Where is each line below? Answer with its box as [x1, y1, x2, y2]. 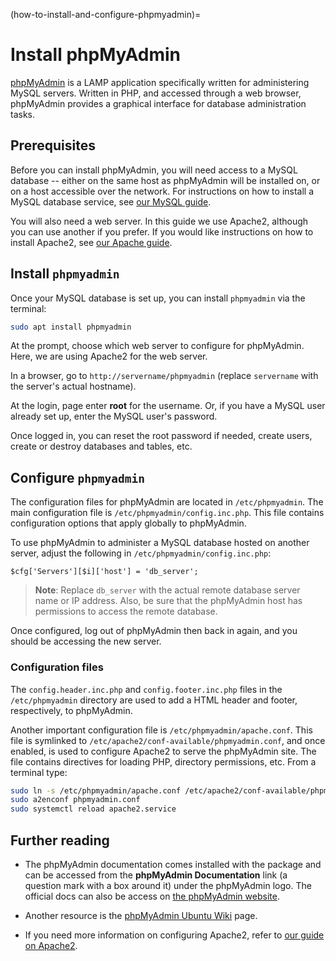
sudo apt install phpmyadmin [10, 322, 132, 332]
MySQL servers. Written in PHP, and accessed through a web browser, [10, 87, 302, 99]
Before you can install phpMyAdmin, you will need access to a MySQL [10, 164, 298, 176]
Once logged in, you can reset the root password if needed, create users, [10, 430, 313, 442]
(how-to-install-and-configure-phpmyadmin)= [10, 9, 202, 20]
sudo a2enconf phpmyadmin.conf [10, 795, 141, 805]
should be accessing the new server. [10, 635, 162, 648]
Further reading [10, 832, 110, 849]
